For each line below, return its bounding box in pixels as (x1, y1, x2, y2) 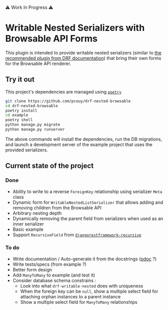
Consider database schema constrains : (12, 277, 97, 284)
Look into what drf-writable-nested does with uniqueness (20, 283, 144, 289)
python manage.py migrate (5, 122, 60, 128)
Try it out (5, 75, 35, 84)
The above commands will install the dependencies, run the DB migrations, (5, 136, 162, 142)
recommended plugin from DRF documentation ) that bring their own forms (5, 55, 161, 61)
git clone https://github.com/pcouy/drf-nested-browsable (5, 99, 131, 104)
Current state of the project (5, 162, 94, 170)
